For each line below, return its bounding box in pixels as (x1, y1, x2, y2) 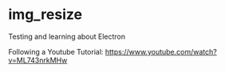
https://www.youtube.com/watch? (105, 47, 217, 56)
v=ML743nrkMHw (8, 55, 68, 65)
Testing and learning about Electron (8, 32, 126, 41)
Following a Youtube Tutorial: (8, 47, 104, 56)
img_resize (8, 6, 82, 24)
